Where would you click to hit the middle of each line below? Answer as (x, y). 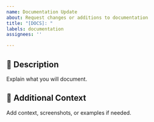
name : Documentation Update (42, 12)
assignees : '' (24, 35)
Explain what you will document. (47, 79)
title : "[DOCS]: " (30, 23)
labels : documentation (35, 29)
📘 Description (33, 64)
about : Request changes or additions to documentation (77, 18)
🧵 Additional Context (46, 98)
